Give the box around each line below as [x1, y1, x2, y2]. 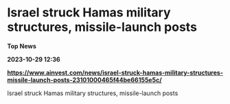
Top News [7, 42, 36, 50]
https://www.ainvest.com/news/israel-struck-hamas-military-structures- [7, 68, 223, 77]
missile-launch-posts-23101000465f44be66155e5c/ [7, 75, 163, 83]
